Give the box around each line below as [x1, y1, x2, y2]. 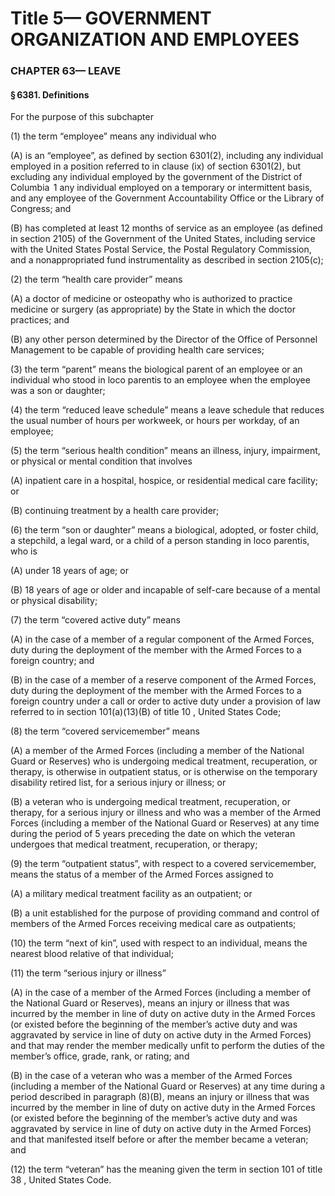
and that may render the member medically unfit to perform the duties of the [10, 1040, 325, 1052]
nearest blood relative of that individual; [10, 948, 174, 960]
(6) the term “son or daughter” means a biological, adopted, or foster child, [10, 524, 319, 536]
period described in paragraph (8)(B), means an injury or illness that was [10, 1091, 310, 1103]
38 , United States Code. [10, 1174, 112, 1186]
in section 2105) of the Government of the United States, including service [10, 233, 316, 245]
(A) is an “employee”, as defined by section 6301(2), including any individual [10, 150, 324, 162]
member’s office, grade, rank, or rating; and [10, 1050, 190, 1062]
